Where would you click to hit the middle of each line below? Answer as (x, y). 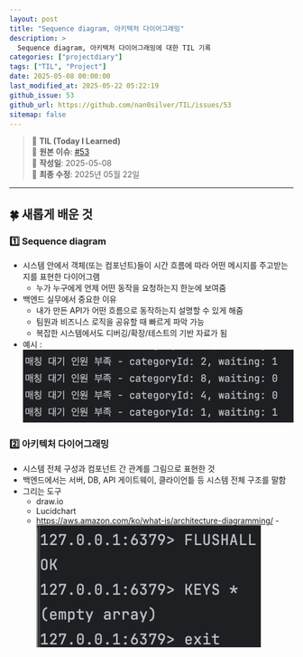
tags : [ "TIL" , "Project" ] (58, 67)
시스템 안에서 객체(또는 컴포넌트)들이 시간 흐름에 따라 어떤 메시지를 (140, 266)
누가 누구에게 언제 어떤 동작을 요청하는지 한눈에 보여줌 (131, 288)
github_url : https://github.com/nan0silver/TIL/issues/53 (120, 105)
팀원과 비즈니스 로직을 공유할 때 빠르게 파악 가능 (120, 322)
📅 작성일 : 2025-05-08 (72, 164)
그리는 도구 (42, 491)
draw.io (50, 501)
